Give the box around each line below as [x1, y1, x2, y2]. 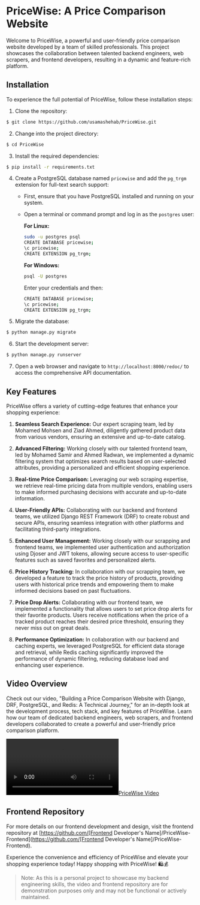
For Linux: [23, 222, 50, 229]
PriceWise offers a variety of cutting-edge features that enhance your [6, 402, 178, 410]
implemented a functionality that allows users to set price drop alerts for [14, 605, 193, 612]
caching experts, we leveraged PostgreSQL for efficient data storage [14, 642, 184, 649]
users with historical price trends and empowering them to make [14, 581, 174, 588]
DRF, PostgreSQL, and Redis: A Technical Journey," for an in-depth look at [6, 701, 190, 708]
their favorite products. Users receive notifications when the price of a [14, 611, 189, 619]
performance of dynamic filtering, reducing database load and [14, 655, 169, 662]
